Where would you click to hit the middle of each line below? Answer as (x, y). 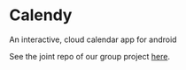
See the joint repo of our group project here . (90, 56)
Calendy (41, 15)
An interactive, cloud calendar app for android (93, 39)
